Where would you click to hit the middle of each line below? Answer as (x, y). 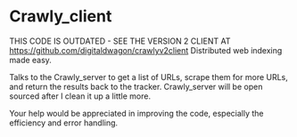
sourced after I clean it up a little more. (80, 96)
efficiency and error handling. (64, 123)
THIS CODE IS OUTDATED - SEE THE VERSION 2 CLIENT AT (120, 41)
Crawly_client (61, 16)
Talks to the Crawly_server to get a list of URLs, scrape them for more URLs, (148, 77)
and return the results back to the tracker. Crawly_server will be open (136, 86)
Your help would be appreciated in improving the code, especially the (136, 113)
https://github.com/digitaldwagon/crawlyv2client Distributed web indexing (146, 50)
